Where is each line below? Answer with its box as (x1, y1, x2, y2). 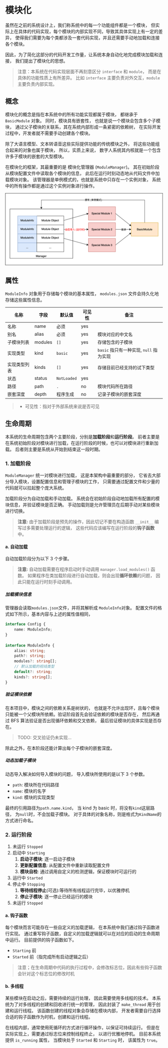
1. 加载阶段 (5, 460, 31, 467)
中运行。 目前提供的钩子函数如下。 (5, 937, 76, 943)
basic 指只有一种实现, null (97, 347, 152, 353)
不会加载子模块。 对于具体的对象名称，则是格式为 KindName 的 (37, 811, 161, 817)
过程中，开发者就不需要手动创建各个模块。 (5, 130, 93, 136)
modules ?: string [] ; (14, 659, 57, 664)
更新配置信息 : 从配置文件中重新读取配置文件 (19, 862, 110, 868)
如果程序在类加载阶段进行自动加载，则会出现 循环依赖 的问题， (27, 572, 155, 579)
